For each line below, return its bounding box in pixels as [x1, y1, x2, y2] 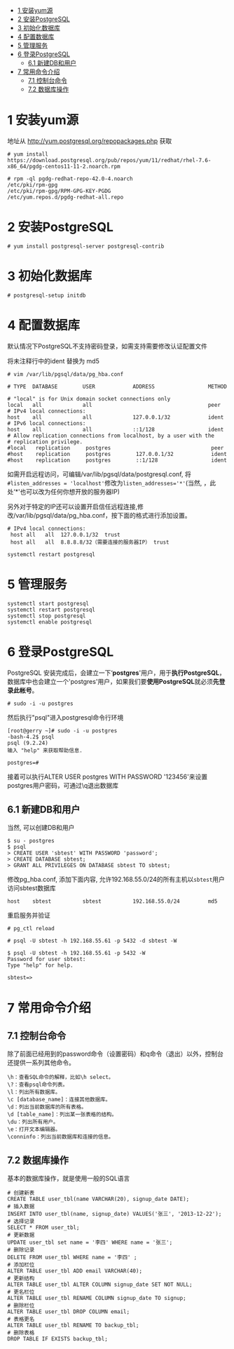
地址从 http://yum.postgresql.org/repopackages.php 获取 [7, 136, 172, 145]
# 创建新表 [7, 1190, 35, 1197]
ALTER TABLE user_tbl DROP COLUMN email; [7, 1308, 130, 1315]
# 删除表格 [7, 1329, 35, 1336]
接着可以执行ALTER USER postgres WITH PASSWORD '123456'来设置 [7, 772, 208, 781]
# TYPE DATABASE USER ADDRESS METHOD [7, 383, 228, 390]
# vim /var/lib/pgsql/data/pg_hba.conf [7, 370, 124, 377]
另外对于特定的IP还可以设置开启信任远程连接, [7, 502, 138, 511]
